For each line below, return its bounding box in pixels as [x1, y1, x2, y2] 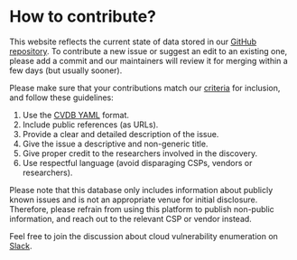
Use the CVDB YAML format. [22, 109, 129, 120]
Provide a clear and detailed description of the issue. [22, 128, 219, 139]
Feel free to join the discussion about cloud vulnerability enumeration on [9, 230, 278, 241]
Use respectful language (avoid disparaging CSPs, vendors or [22, 157, 253, 168]
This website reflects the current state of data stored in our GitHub [9, 36, 257, 47]
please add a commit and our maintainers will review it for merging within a [9, 55, 289, 66]
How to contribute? [9, 6, 156, 27]
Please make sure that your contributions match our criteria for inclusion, [9, 82, 281, 93]
